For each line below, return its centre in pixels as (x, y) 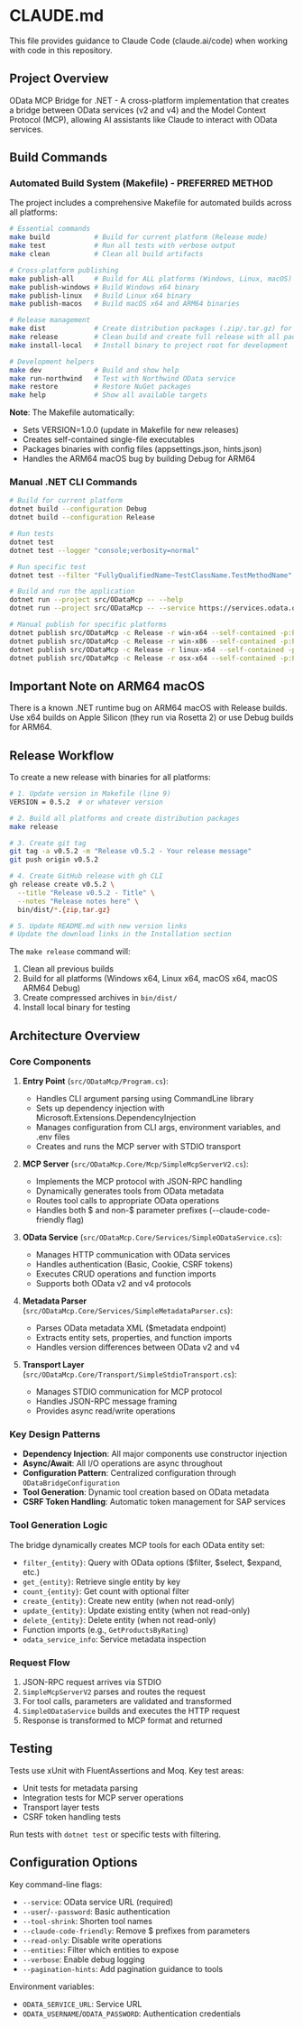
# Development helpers (52, 362)
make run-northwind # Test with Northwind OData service (123, 378)
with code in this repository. (61, 50)
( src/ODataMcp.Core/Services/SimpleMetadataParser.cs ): (127, 1311)
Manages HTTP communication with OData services (133, 1255)
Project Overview (59, 79)
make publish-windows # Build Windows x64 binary (105, 287)
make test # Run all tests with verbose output (123, 246)
